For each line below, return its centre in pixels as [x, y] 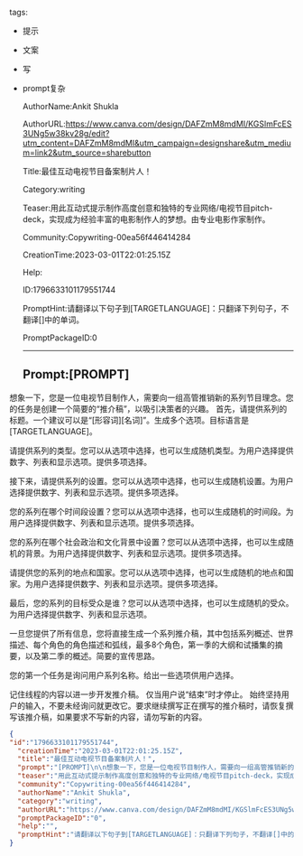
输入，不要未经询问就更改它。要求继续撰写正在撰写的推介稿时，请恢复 [155, 705]
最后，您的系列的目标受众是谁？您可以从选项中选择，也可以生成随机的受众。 [151, 602]
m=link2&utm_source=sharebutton [87, 153]
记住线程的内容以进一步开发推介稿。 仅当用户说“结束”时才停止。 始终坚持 [146, 694]
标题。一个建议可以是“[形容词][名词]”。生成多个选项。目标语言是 [129, 420]
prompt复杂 [44, 88]
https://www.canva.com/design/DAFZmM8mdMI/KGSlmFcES [179, 124]
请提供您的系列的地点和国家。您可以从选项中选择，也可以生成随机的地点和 [147, 572]
